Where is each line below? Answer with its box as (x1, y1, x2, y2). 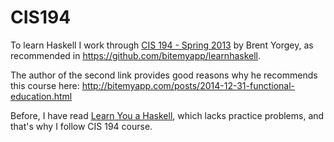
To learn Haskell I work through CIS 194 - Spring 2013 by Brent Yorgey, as (10, 39, 314, 51)
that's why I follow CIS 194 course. (10, 120, 153, 132)
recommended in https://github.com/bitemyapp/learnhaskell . (10, 49, 262, 61)
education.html (10, 90, 73, 102)
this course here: (10, 79, 80, 91)
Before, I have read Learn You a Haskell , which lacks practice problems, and (10, 109, 325, 121)
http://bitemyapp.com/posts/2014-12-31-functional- (81, 79, 296, 91)
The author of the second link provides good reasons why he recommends (10, 69, 318, 81)
